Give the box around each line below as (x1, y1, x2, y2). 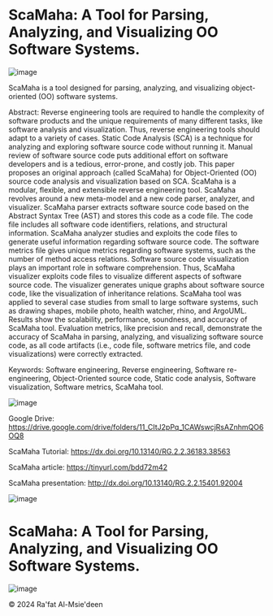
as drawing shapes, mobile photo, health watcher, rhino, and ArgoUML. (8, 306, 247, 315)
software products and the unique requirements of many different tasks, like (8, 115, 263, 125)
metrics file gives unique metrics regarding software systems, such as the (8, 245, 256, 255)
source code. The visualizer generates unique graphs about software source (8, 280, 265, 289)
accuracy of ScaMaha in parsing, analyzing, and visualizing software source (8, 332, 264, 341)
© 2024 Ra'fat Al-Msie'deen (8, 599, 103, 609)
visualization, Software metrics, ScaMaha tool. (8, 382, 164, 392)
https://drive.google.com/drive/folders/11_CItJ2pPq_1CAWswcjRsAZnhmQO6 (8, 422, 264, 432)
